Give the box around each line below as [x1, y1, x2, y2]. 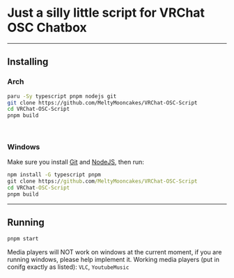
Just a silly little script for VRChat [7, 5, 205, 21]
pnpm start [7, 235, 39, 242]
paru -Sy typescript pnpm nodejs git [7, 93, 117, 100]
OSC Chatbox [7, 20, 87, 36]
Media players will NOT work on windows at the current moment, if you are [7, 247, 222, 256]
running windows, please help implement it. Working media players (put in [7, 255, 219, 263]
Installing [7, 56, 49, 68]
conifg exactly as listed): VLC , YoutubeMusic [7, 263, 130, 271]
